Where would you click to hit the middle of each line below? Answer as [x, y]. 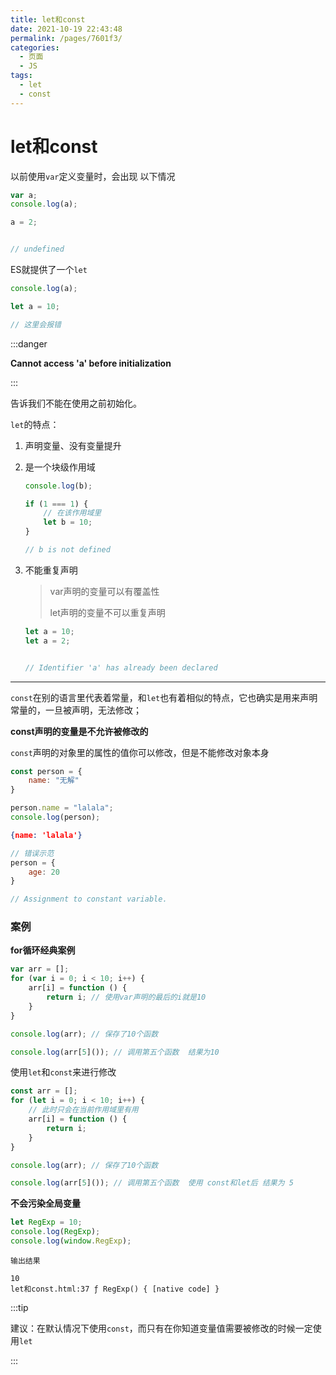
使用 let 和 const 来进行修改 [63, 1072]
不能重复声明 [51, 570]
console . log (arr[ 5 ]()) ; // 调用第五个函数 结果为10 [115, 1052]
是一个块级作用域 [60, 467]
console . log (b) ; [58, 486]
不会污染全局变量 [45, 1203]
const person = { [46, 771]
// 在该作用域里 [72, 513]
